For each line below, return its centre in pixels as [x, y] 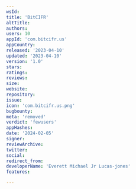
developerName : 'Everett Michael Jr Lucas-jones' [69, 166]
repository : [21, 94]
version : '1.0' [25, 61]
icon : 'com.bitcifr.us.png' [41, 105]
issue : [14, 100]
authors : [17, 28]
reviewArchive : [25, 144]
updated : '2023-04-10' [34, 56]
